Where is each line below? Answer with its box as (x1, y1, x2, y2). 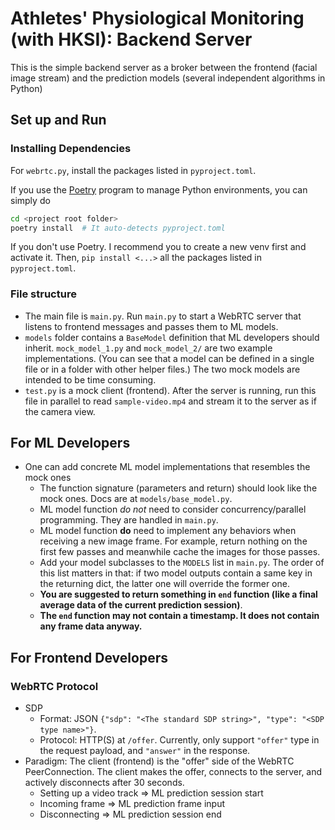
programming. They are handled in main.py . (39, 514, 219, 526)
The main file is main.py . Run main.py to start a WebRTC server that (24, 310, 302, 322)
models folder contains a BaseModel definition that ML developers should (24, 331, 320, 343)
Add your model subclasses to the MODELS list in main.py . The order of (39, 557, 325, 569)
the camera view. (24, 405, 96, 417)
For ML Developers (10, 435, 131, 452)
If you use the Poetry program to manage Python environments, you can (10, 183, 308, 196)
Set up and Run (10, 112, 107, 129)
